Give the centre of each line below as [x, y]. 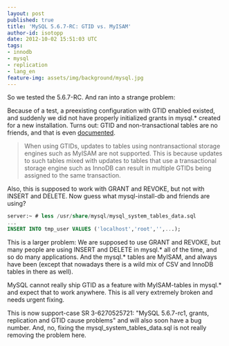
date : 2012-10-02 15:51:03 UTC [52, 39]
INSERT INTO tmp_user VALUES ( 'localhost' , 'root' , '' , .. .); [94, 229]
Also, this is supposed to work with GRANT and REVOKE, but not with [106, 189]
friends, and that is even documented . [61, 133]
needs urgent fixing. [36, 300]
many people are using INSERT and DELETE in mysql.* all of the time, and [112, 250]
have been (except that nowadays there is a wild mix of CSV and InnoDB [110, 264]
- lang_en [21, 71]
